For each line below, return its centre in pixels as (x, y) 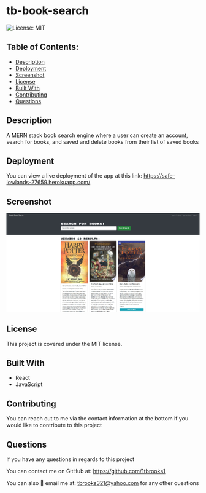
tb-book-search (48, 11)
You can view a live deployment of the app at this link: (74, 176)
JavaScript (29, 384)
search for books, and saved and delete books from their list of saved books (103, 141)
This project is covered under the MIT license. (64, 344)
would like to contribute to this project (54, 425)
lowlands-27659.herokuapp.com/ (48, 183)
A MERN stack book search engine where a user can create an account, (97, 135)
